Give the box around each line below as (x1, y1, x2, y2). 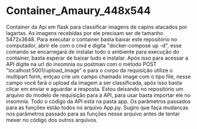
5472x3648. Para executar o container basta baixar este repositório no (6, 36, 178, 43)
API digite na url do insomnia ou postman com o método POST (6, 60, 157, 68)
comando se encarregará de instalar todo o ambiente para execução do (6, 48, 180, 55)
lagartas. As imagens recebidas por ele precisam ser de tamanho (6, 29, 164, 36)
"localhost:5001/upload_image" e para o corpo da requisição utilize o (6, 67, 173, 74)
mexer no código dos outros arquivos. (6, 116, 98, 123)
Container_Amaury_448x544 (6, 4, 151, 18)
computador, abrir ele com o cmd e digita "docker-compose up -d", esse (6, 42, 182, 49)
